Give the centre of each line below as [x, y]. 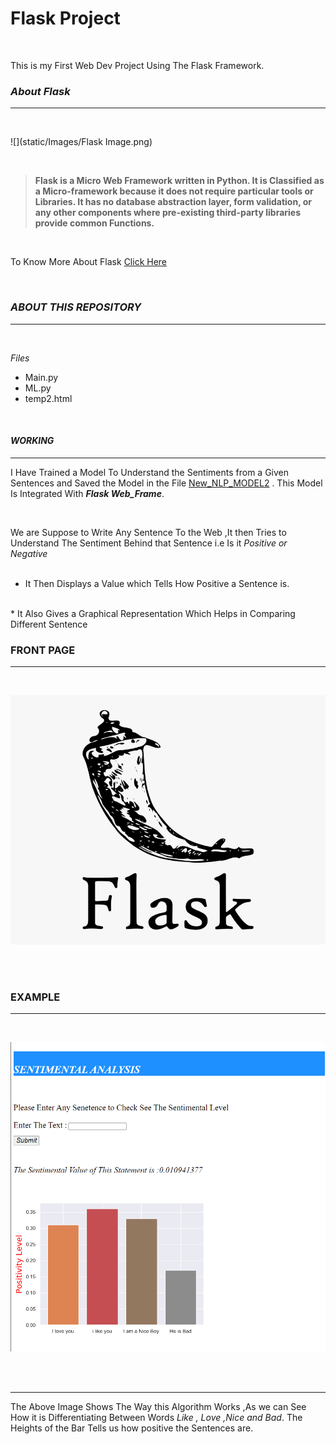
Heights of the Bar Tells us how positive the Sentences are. [132, 1428]
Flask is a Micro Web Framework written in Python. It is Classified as [179, 181]
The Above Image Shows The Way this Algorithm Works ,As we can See [158, 1407]
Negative [29, 553]
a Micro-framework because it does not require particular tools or [174, 191]
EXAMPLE [35, 997]
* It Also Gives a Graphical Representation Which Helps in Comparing [153, 613]
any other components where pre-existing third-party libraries [168, 213]
